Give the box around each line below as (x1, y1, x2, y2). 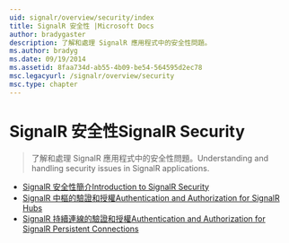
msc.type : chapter (9, 80, 78, 89)
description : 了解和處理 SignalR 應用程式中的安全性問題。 (9, 38, 212, 48)
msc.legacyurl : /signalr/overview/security (9, 72, 175, 81)
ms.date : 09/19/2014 (9, 55, 87, 64)
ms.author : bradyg (9, 47, 78, 56)
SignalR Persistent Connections (22, 223, 139, 234)
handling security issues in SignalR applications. (31, 162, 210, 173)
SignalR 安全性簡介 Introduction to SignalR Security (22, 181, 209, 192)
